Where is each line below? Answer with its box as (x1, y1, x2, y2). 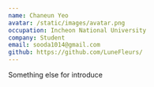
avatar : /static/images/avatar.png (8, 19, 126, 27)
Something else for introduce (8, 70, 103, 79)
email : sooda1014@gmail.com (8, 41, 101, 49)
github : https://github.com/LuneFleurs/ (8, 48, 144, 56)
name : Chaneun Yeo (8, 11, 69, 20)
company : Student (8, 33, 66, 42)
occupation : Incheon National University (8, 26, 147, 34)
